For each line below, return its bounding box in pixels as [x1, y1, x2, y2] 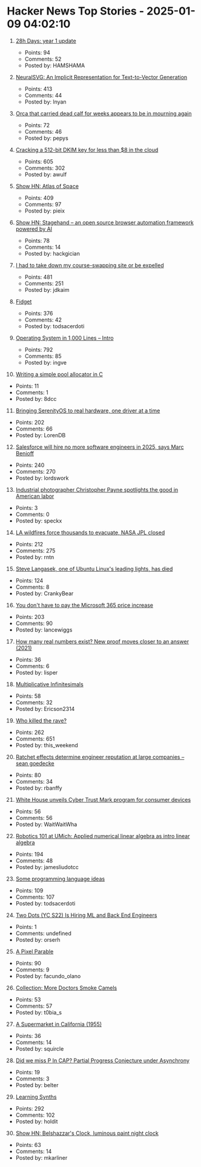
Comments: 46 [24, 128, 62, 135]
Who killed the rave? [15, 716, 67, 724]
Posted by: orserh [15, 936, 61, 943]
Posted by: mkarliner [15, 1154, 68, 1161]
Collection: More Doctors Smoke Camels [15, 984, 117, 991]
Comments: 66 [15, 425, 53, 432]
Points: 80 [15, 771, 42, 779]
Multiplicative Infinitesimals [15, 680, 84, 688]
